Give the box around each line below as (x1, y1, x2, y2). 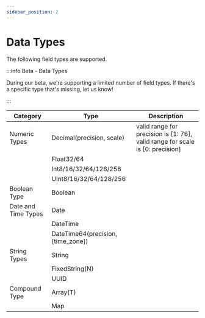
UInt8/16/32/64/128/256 (51, 174, 126, 183)
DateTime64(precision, (51, 229, 118, 238)
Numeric (9, 129, 35, 138)
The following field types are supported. (6, 55, 107, 63)
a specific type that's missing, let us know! (6, 85, 113, 93)
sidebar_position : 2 (6, 9, 59, 15)
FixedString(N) (51, 264, 94, 273)
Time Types (9, 210, 43, 218)
